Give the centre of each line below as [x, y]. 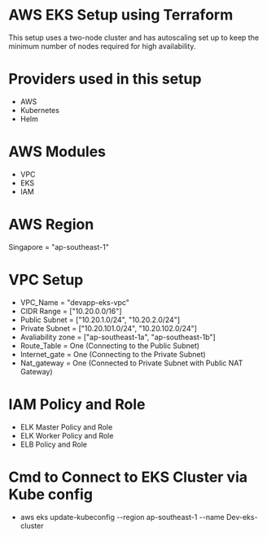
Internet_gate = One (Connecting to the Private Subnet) [113, 354]
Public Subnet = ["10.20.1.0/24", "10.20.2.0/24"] [100, 320]
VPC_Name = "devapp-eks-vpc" [75, 302]
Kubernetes [39, 110]
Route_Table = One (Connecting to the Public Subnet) [110, 345]
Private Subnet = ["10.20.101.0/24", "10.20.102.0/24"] [109, 328]
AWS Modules [57, 152]
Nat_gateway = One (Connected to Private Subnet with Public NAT [131, 363]
